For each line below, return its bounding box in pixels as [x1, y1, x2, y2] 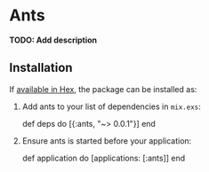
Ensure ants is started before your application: [21, 135, 192, 146]
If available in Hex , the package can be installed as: [9, 83, 197, 94]
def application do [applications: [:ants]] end [21, 152, 186, 163]
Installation [9, 60, 73, 75]
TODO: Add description [9, 35, 98, 45]
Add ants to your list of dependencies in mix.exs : [21, 101, 202, 112]
